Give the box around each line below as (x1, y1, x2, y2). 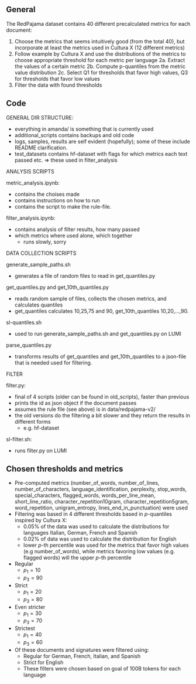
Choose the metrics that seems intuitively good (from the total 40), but (14, 38, 185, 45)
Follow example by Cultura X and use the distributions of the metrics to (14, 50, 186, 57)
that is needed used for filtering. (14, 359, 92, 366)
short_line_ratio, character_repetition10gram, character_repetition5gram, (14, 498, 189, 505)
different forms (14, 418, 51, 425)
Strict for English (23, 659, 64, 666)
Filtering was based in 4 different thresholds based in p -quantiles (14, 511, 173, 518)
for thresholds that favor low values (14, 75, 101, 82)
